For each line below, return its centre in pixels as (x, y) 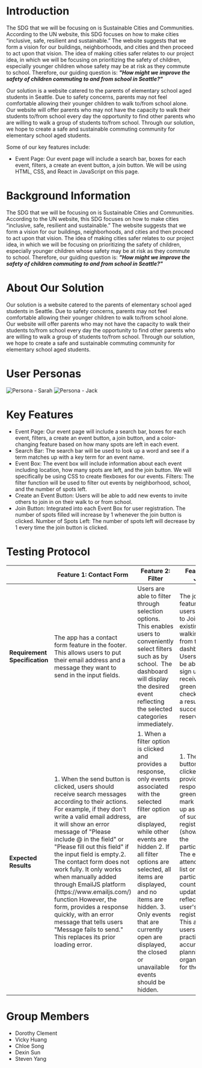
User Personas (44, 374)
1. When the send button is (92, 779)
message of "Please (82, 831)
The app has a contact (86, 638)
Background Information (69, 196)
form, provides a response (91, 907)
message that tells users (88, 922)
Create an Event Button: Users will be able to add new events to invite (101, 495)
